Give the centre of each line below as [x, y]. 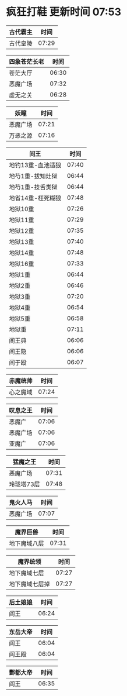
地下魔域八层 [27, 543]
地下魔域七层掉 [30, 584]
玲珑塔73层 [24, 484]
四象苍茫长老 [27, 61]
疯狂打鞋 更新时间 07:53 [63, 12]
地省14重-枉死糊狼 [35, 198]
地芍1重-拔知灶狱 [33, 176]
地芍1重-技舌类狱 [33, 187]
